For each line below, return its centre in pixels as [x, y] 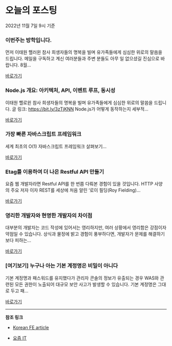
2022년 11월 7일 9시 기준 [30, 26]
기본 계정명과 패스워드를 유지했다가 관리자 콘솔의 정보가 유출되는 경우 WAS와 [82, 278]
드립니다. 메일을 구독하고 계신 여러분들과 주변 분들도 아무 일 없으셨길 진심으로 [82, 59]
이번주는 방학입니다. [29, 40]
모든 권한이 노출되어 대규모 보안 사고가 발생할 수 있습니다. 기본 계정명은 [86, 284]
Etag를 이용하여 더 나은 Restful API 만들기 [55, 172]
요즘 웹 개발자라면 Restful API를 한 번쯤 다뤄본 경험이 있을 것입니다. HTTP [79, 184]
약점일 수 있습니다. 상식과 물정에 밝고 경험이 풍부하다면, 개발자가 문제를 [76, 234]
